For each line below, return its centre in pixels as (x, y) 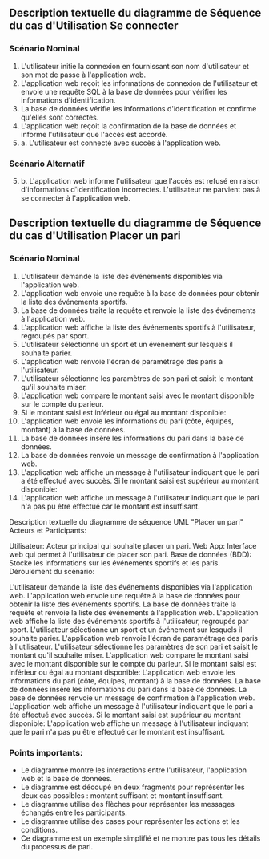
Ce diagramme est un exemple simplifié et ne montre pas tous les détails (141, 838)
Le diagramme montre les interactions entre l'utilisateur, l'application (134, 770)
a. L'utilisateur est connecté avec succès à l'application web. (120, 143)
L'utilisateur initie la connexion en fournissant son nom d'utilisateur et (134, 66)
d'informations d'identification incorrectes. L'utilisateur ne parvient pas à (141, 189)
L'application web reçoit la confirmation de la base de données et (128, 126)
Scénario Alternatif (47, 164)
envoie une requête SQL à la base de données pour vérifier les (124, 91)
